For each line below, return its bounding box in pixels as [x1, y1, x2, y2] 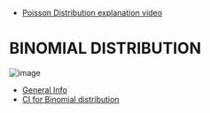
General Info [21, 84, 68, 95]
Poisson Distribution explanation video [21, 8, 162, 18]
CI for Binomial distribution [21, 94, 120, 104]
